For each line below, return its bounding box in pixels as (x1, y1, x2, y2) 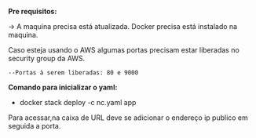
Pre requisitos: (8, 7, 57, 16)
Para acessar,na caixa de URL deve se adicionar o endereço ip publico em (8, 113, 249, 122)
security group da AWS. (8, 54, 86, 63)
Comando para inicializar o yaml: (8, 82, 118, 92)
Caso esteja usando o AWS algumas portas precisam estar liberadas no (8, 45, 240, 54)
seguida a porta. (8, 122, 61, 130)
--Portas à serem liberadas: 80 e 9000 (8, 69, 139, 77)
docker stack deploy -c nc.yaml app (19, 98, 137, 107)
